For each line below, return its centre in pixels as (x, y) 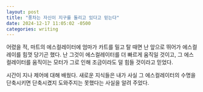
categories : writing (33, 29)
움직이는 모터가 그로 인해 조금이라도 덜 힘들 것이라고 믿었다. (103, 62)
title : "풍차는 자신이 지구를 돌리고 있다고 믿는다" (63, 18)
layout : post (23, 12)
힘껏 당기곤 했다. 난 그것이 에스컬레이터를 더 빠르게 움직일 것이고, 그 (102, 55)
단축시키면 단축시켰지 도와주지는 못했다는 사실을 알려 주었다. (78, 83)
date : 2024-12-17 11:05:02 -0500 (49, 23)
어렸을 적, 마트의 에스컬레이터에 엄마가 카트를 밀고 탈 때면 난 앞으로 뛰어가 (94, 47)
